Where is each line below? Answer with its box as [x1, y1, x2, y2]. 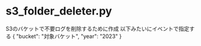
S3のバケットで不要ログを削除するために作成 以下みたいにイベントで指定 [5, 25, 189, 32]
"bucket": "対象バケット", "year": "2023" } [16, 32, 122, 40]
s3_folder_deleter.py [5, 4, 112, 18]
